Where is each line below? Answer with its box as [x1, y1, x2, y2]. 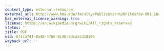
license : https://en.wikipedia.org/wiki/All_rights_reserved [5, 20, 132, 26]
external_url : [5, 12, 34, 17]
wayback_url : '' [5, 39, 38, 44]
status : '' [5, 25, 27, 30]
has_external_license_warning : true [5, 16, 80, 21]
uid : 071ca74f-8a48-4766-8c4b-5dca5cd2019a [5, 34, 95, 39]
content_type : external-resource [5, 7, 73, 12]
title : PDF [5, 30, 27, 34]
